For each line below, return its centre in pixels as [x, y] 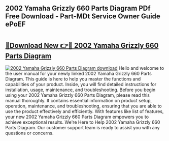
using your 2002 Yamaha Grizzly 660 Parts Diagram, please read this [78, 95]
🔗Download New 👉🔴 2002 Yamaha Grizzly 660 [82, 45]
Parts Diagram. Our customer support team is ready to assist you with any [82, 128]
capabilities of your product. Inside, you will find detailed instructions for [81, 84]
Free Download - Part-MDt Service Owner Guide [83, 17]
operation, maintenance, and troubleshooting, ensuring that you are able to [84, 106]
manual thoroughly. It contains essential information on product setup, [79, 101]
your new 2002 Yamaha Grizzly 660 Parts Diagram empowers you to [77, 117]
